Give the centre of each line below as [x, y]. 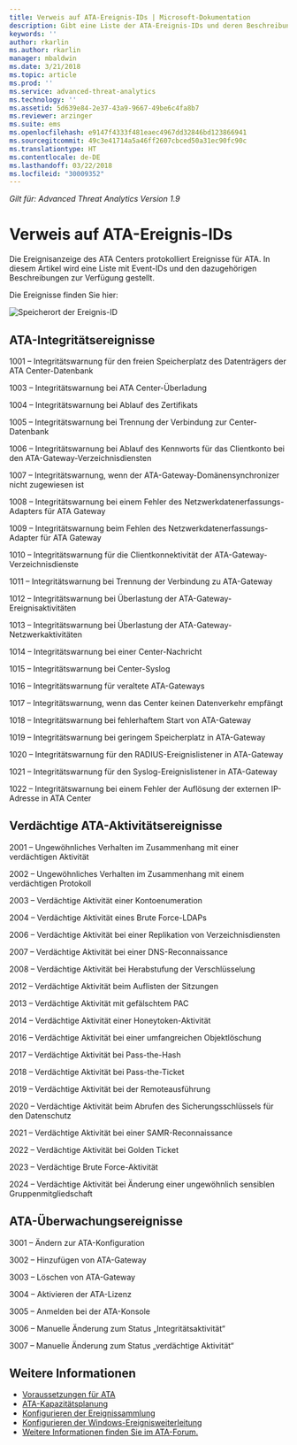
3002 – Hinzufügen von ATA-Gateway [78, 1260]
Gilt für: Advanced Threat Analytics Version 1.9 [95, 199]
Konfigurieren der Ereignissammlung [89, 1413]
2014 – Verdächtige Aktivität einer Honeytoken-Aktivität [110, 1020]
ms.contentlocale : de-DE [55, 157]
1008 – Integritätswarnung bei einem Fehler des [96, 502]
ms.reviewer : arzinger [51, 116]
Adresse [24, 798]
